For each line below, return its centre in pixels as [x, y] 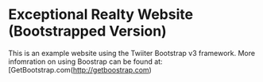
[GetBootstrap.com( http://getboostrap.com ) [80, 69]
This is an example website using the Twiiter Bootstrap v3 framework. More [132, 53]
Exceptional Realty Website [101, 15]
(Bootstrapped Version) [87, 31]
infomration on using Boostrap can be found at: [85, 61]
